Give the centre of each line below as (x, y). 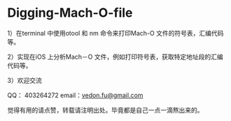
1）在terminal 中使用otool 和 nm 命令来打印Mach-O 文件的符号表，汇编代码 (115, 33)
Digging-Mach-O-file (70, 13)
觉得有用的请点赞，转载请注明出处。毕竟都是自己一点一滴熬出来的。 (105, 110)
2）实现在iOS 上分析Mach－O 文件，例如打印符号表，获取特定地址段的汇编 (115, 57)
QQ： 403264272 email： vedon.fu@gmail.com (75, 95)
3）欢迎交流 (24, 80)
